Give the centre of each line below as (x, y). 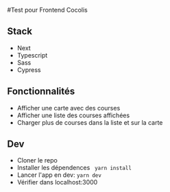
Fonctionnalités (41, 92)
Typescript (32, 55)
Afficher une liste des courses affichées (73, 115)
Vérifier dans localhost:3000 (57, 182)
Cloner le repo (37, 160)
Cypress (29, 70)
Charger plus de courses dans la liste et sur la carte (90, 122)
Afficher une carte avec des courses (69, 108)
